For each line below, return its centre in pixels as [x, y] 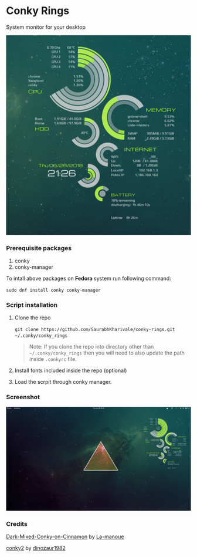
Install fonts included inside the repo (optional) [71, 370]
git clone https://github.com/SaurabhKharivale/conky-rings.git [95, 330]
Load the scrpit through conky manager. [63, 382]
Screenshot [23, 397]
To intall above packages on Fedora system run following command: [89, 278]
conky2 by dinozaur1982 [36, 548]
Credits [17, 524]
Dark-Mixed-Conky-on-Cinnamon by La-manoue [65, 537]
